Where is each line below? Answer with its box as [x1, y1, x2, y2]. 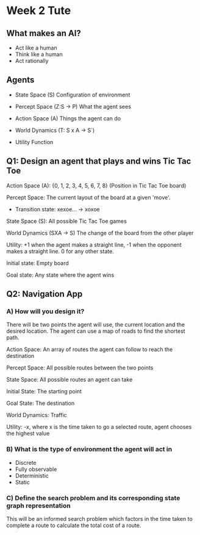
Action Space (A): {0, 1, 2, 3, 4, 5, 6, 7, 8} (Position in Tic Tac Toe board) [6, 181, 187, 189]
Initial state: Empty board [6, 259, 69, 266]
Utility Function [15, 138, 54, 145]
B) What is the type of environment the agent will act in [6, 445, 173, 454]
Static [15, 478, 30, 486]
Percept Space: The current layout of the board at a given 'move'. [6, 194, 171, 201]
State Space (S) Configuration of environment [15, 91, 130, 98]
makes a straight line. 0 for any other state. [6, 247, 114, 255]
